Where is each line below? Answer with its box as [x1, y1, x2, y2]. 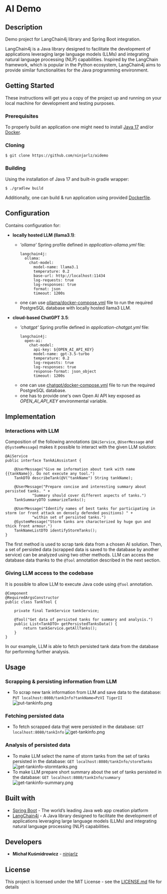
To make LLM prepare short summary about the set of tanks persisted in [12, 768, 161, 775]
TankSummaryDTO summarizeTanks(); [14, 497, 86, 502]
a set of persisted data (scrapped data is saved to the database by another [5, 546, 159, 552]
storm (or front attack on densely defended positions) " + [5, 510, 133, 515]
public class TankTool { [5, 599, 57, 604]
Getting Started [5, 81, 54, 90]
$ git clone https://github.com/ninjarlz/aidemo [5, 153, 108, 158]
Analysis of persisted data [5, 741, 71, 748]
